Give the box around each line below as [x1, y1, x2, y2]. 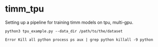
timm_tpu [5, 3, 44, 15]
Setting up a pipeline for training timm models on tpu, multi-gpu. [5, 19, 134, 25]
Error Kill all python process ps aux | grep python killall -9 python [5, 37, 153, 42]
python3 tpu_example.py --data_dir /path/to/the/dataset [5, 29, 123, 33]
